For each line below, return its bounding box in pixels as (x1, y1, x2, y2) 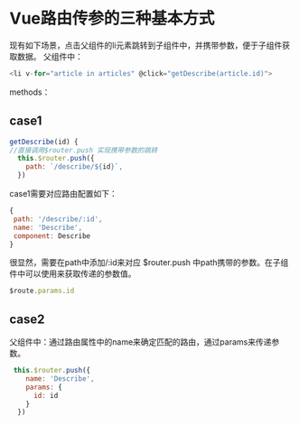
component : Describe (13, 231, 91, 240)
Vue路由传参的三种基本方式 (9, 8, 215, 29)
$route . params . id (9, 286, 75, 296)
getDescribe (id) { (9, 137, 79, 146)
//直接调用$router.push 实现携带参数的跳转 (9, 145, 158, 154)
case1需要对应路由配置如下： (9, 189, 117, 199)
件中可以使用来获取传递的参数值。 (9, 268, 136, 280)
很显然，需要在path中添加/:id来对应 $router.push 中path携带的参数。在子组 (9, 257, 289, 268)
